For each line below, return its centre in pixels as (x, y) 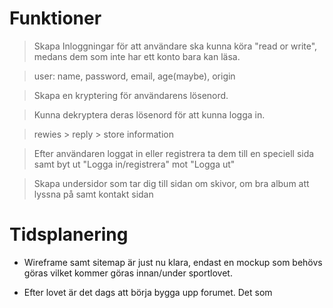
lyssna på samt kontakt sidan (93, 194)
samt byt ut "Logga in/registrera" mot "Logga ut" (134, 164)
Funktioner (55, 18)
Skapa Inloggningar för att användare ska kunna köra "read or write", (175, 46)
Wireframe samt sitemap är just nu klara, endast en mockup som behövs (173, 262)
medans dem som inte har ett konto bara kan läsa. (137, 56)
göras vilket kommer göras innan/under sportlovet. (128, 273)
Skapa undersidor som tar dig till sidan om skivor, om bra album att (171, 183)
